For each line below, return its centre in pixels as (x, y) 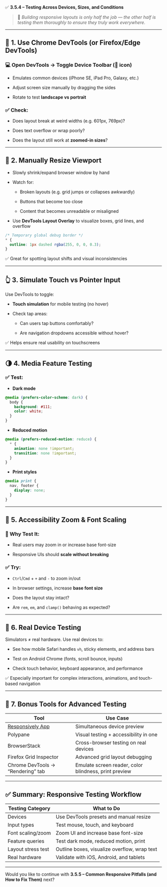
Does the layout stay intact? (41, 597)
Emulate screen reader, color (109, 765)
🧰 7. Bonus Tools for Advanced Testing (66, 704)
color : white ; (29, 411)
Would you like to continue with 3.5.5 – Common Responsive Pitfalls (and (81, 875)
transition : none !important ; (45, 453)
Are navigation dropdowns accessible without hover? (74, 333)
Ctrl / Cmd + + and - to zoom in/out (46, 578)
